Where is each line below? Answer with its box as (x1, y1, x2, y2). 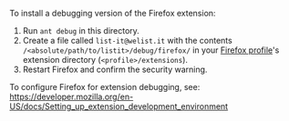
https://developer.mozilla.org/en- (9, 91, 134, 102)
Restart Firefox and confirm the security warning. (22, 64, 208, 75)
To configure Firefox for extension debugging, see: (9, 82, 201, 92)
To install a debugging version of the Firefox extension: (9, 8, 216, 18)
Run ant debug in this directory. (22, 25, 139, 35)
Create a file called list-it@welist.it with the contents (22, 35, 232, 45)
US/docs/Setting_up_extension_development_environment (9, 101, 229, 112)
